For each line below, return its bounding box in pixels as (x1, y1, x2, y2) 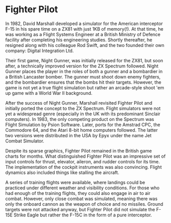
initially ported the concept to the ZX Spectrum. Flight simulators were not (5, 105, 161, 111)
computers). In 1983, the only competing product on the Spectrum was (5, 116, 154, 122)
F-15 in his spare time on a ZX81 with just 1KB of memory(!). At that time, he (5, 26, 163, 32)
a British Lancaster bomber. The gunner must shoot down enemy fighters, (5, 73, 161, 80)
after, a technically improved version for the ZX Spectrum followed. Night (5, 63, 159, 69)
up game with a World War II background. (5, 90, 93, 96)
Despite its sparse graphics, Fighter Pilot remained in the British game (5, 147, 152, 154)
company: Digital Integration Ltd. (5, 47, 74, 54)
